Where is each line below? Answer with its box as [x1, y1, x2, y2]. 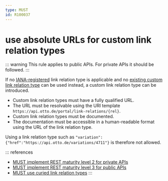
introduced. [5, 87, 29, 94]
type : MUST [5, 7, 28, 13]
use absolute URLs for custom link [5, 34, 152, 46]
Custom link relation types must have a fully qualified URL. [12, 97, 135, 103]
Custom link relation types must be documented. [12, 114, 114, 120]
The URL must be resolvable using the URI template [12, 102, 120, 109]
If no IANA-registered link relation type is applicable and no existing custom [5, 77, 163, 83]
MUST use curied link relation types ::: [12, 170, 93, 176]
